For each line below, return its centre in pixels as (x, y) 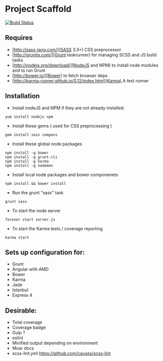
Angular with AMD (30, 269)
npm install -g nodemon (29, 165)
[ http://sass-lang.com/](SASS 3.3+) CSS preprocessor (67, 49)
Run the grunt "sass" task (38, 192)
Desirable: (21, 311)
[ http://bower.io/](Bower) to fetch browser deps (60, 75)
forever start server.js (30, 220)
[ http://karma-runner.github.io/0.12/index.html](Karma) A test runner (81, 80)
